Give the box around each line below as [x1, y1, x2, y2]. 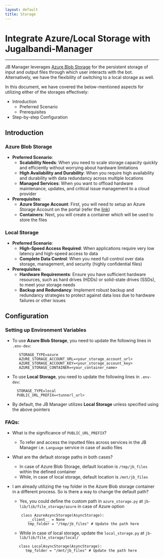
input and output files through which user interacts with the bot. [5, 69, 133, 75]
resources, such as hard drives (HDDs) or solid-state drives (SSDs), [19, 277, 156, 282]
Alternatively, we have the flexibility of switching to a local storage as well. [5, 75, 155, 80]
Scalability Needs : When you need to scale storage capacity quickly [19, 160, 158, 166]
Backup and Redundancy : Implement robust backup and [19, 287, 134, 293]
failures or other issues [19, 298, 66, 304]
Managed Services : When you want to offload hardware [19, 180, 133, 186]
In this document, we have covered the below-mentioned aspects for [5, 84, 144, 90]
